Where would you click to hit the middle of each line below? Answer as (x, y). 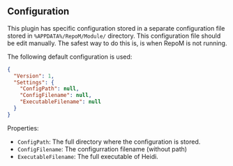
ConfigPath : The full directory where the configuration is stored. (109, 142)
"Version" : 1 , (34, 76)
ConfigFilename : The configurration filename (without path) (102, 149)
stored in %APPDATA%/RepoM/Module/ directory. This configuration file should (114, 36)
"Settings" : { (34, 82)
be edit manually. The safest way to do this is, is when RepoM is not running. (117, 43)
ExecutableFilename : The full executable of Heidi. (88, 156)
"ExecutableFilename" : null (60, 102)
